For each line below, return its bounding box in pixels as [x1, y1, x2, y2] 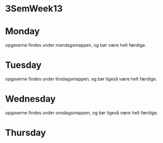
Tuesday [5, 60, 42, 71]
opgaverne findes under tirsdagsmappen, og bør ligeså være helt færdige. [5, 76, 158, 82]
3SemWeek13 [5, 3, 63, 14]
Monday [5, 26, 40, 37]
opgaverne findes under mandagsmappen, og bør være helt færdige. [5, 42, 147, 48]
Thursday [5, 127, 46, 139]
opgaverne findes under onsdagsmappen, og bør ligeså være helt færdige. [5, 110, 159, 116]
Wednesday [5, 93, 56, 105]
